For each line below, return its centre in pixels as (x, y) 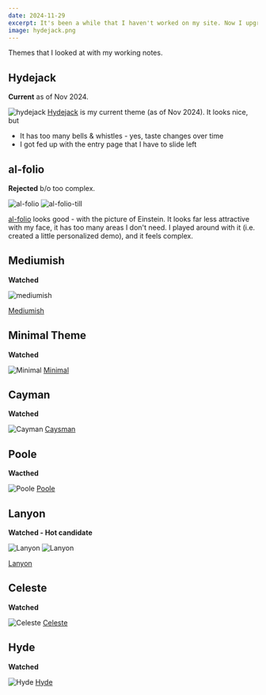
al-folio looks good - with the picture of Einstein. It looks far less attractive (129, 219)
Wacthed (24, 473)
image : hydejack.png (42, 30)
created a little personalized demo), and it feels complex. (101, 236)
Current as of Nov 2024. (48, 97)
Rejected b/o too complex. (52, 188)
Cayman (29, 395)
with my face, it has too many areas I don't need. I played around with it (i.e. (132, 227)
